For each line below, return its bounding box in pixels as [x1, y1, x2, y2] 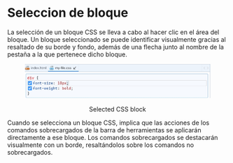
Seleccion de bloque [7, 5, 129, 21]
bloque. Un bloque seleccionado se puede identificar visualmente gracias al [7, 35, 226, 43]
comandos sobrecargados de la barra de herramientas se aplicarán [7, 125, 202, 134]
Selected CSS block [89, 104, 146, 113]
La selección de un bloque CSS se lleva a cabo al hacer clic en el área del [7, 28, 220, 36]
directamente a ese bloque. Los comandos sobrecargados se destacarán [7, 133, 218, 141]
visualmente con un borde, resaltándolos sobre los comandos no [7, 141, 195, 149]
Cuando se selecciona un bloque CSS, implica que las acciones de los [7, 118, 210, 127]
